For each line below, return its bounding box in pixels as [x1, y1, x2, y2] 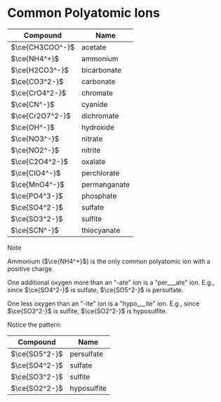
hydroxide [81, 122, 114, 132]
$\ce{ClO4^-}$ [11, 168, 61, 177]
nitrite [81, 145, 101, 155]
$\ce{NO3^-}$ [11, 134, 60, 144]
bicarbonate [81, 65, 121, 75]
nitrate [81, 134, 103, 144]
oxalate [81, 156, 106, 166]
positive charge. [7, 264, 54, 272]
